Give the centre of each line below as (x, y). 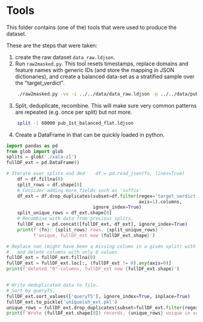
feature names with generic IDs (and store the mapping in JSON (95, 70)
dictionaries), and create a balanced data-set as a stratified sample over (105, 76)
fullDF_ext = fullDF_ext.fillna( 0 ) (51, 258)
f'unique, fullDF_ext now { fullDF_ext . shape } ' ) (94, 235)
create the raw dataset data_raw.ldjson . (65, 57)
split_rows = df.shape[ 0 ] (50, 185)
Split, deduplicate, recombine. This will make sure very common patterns (106, 105)
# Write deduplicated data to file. (52, 285)
